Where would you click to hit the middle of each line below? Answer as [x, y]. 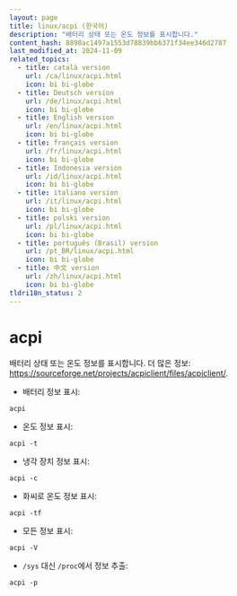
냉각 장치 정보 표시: [56, 461]
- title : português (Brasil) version [88, 243]
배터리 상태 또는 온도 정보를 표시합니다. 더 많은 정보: [100, 364]
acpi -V [24, 548]
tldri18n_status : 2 [46, 293]
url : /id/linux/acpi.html [74, 176]
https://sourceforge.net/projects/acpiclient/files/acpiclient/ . [119, 373]
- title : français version [68, 143]
